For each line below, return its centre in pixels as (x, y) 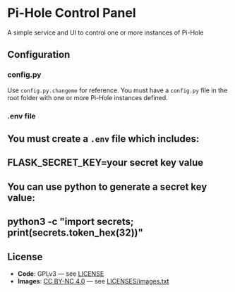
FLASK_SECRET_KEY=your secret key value (106, 163)
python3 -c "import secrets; (71, 222)
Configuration (39, 55)
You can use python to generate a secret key (107, 187)
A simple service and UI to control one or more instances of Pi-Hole (106, 32)
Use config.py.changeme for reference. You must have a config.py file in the (117, 90)
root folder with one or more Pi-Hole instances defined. (88, 97)
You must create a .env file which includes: (103, 139)
